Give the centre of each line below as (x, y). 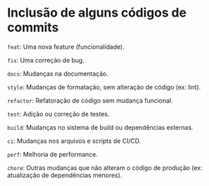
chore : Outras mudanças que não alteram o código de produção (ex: (105, 167)
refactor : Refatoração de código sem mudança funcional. (90, 100)
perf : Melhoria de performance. (53, 154)
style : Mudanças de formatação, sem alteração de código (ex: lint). (104, 87)
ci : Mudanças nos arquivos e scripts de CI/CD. (74, 141)
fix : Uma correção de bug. (46, 60)
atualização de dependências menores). (65, 175)
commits (33, 27)
